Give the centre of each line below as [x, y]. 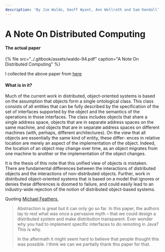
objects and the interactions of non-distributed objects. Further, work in [78, 174]
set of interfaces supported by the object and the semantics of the [72, 112]
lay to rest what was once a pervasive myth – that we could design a [86, 214]
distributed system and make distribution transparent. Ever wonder [85, 219]
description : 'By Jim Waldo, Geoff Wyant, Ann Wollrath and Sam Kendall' [82, 10]
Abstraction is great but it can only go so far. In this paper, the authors [88, 209]
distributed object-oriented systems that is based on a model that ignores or [82, 179]
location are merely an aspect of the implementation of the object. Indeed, [80, 143]
